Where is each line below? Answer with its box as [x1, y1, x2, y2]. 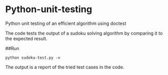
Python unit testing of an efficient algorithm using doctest [5, 20, 127, 26]
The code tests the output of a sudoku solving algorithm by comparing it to [5, 30, 163, 36]
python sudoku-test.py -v [5, 55, 60, 60]
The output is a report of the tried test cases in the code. [5, 64, 125, 70]
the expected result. [5, 35, 47, 42]
